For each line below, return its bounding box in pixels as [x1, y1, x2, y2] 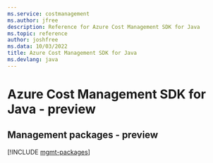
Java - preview [7, 101, 97, 117]
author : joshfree [7, 37, 59, 44]
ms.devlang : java [7, 56, 59, 63]
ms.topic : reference [7, 30, 68, 37]
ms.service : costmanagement [7, 10, 90, 18]
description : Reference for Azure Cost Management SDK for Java [7, 23, 200, 30]
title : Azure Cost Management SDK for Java [7, 50, 138, 57]
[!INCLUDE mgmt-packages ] [7, 148, 90, 156]
